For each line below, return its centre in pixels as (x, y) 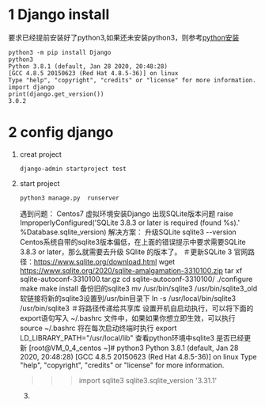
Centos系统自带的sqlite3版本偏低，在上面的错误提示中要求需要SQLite (133, 242)
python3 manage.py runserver (70, 198)
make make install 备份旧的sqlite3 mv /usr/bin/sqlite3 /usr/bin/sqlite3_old (138, 288)
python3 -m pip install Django (60, 52)
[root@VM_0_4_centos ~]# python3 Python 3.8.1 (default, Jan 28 (134, 348)
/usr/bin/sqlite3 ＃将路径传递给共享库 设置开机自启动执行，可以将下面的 (136, 308)
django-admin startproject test (73, 169)
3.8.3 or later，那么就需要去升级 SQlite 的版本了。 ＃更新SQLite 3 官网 (134, 252)
